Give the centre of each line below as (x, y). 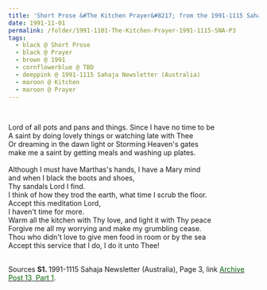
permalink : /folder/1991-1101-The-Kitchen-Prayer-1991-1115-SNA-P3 (122, 30)
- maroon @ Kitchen (48, 82)
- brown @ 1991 (41, 60)
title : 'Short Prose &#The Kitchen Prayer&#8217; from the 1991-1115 (126, 15)
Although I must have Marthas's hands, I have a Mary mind (104, 170)
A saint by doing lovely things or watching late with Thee (101, 136)
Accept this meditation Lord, (54, 203)
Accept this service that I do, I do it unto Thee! (84, 246)
